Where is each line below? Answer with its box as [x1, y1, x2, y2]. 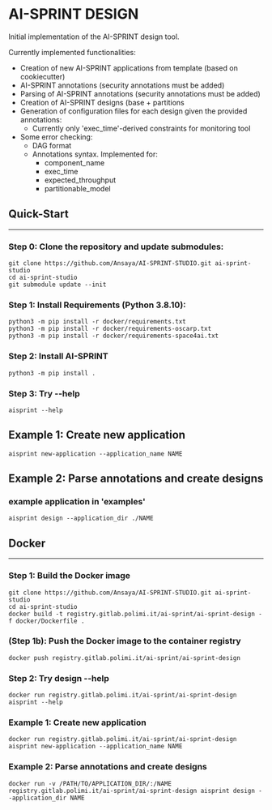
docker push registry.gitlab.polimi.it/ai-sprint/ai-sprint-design [8, 654, 241, 662]
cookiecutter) [19, 71, 66, 81]
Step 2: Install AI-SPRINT [8, 350, 108, 362]
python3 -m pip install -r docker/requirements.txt [8, 318, 186, 326]
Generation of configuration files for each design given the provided [19, 106, 248, 116]
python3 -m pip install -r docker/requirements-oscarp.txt [8, 325, 212, 333]
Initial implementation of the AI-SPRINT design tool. [8, 32, 180, 41]
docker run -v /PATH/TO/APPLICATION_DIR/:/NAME [8, 779, 172, 787]
